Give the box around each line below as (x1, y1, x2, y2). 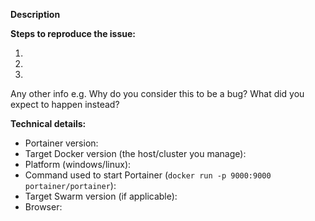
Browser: (24, 201, 63, 213)
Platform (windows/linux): (24, 159, 132, 170)
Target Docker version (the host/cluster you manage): (24, 148, 247, 159)
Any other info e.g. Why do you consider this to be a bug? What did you (10, 88, 305, 99)
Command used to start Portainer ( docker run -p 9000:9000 (24, 169, 272, 181)
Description (10, 9, 61, 20)
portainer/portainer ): (24, 180, 117, 191)
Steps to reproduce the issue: (10, 28, 137, 39)
